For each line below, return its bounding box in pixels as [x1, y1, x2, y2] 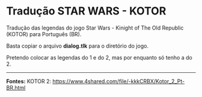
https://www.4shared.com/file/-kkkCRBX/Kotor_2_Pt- [52, 77, 185, 85]
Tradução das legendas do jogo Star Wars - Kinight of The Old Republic [6, 24, 184, 31]
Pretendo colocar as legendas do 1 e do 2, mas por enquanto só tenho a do [6, 54, 192, 61]
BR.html [6, 84, 26, 91]
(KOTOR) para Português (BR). [6, 30, 82, 37]
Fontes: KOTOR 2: [6, 77, 51, 85]
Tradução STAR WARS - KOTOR [6, 4, 167, 18]
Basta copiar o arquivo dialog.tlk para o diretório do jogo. [6, 42, 149, 49]
